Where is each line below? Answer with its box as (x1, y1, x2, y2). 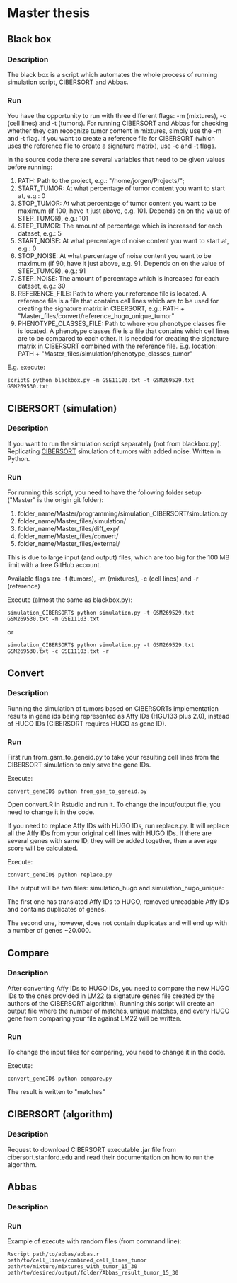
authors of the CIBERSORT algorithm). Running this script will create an (7, 999, 215, 1007)
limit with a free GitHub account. (7, 561, 101, 569)
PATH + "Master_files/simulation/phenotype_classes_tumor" (17, 349, 193, 358)
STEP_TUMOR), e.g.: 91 (17, 267, 86, 275)
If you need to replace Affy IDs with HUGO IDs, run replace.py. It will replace (7, 822, 230, 830)
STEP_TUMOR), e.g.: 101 (17, 214, 88, 223)
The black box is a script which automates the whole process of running (7, 70, 218, 79)
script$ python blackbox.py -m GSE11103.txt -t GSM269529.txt (7, 377, 195, 384)
